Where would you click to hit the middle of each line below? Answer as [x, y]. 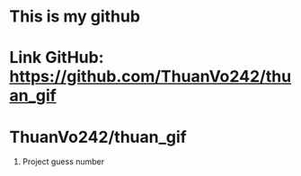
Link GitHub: [57, 58]
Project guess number [63, 162]
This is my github [75, 17]
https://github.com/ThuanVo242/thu [150, 77]
